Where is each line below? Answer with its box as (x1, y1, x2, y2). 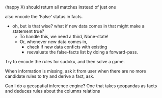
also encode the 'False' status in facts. (5, 14, 83, 19)
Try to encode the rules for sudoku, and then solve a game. (5, 59, 125, 64)
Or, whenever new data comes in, (19, 39, 87, 45)
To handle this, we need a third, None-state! (19, 34, 109, 39)
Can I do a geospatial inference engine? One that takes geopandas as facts (5, 83, 157, 89)
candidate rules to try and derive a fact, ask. (5, 73, 95, 79)
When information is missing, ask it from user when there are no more (5, 68, 146, 74)
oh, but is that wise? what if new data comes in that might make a (12, 23, 145, 29)
